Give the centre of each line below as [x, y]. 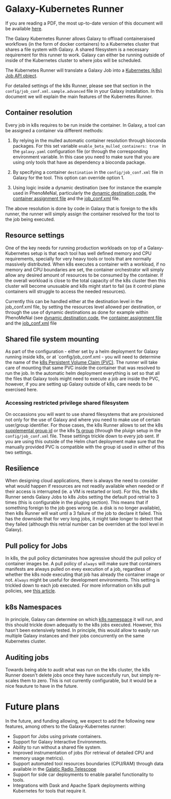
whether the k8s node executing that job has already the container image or [85, 574]
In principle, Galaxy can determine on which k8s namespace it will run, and [84, 620]
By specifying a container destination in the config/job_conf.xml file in [88, 172]
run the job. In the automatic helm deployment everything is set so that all [82, 373]
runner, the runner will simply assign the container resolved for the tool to [82, 214]
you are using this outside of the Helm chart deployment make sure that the [85, 441]
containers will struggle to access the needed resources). [66, 291]
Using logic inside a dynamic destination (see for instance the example [87, 187]
